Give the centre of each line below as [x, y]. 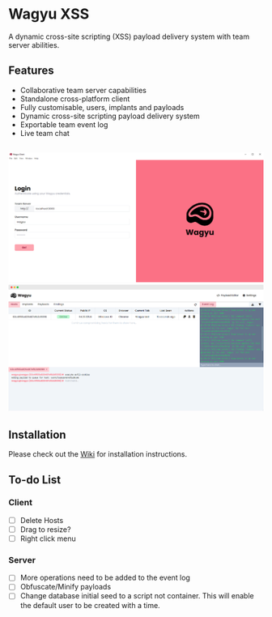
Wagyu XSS [49, 14]
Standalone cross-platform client [75, 99]
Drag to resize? [45, 529]
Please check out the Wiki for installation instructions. [98, 454]
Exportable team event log [64, 124]
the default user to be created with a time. [90, 605]
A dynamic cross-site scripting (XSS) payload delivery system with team [129, 36]
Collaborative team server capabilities [83, 90]
